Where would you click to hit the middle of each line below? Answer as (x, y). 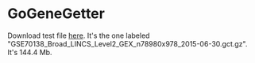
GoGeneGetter (56, 14)
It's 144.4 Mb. (30, 52)
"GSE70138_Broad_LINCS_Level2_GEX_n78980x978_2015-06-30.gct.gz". (127, 43)
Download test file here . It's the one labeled (79, 35)
